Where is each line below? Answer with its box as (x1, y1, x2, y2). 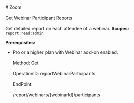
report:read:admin (5, 31, 44, 36)
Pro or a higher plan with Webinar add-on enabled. (12, 49, 118, 55)
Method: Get (12, 60, 39, 66)
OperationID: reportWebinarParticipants (12, 71, 96, 76)
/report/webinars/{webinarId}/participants (12, 92, 100, 98)
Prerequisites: (5, 40, 36, 45)
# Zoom (5, 4, 22, 10)
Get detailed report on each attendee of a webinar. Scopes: (5, 26, 129, 31)
